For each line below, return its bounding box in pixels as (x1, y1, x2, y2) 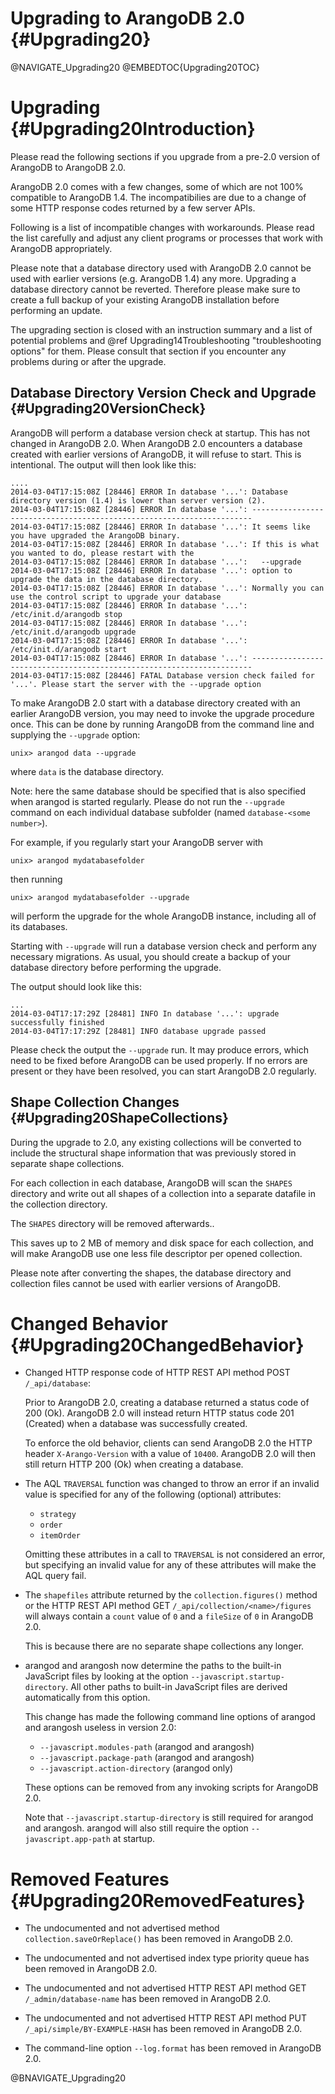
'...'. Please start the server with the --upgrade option (10, 679, 262, 689)
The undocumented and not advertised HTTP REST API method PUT (24, 2012, 307, 2024)
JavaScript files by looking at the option (24, 1670, 189, 1682)
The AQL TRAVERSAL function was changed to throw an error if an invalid (24, 1478, 320, 1490)
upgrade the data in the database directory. (10, 574, 203, 584)
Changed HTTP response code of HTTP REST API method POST (24, 1367, 291, 1379)
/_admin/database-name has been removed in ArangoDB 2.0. (24, 1993, 272, 2005)
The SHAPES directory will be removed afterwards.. (10, 1217, 215, 1229)
